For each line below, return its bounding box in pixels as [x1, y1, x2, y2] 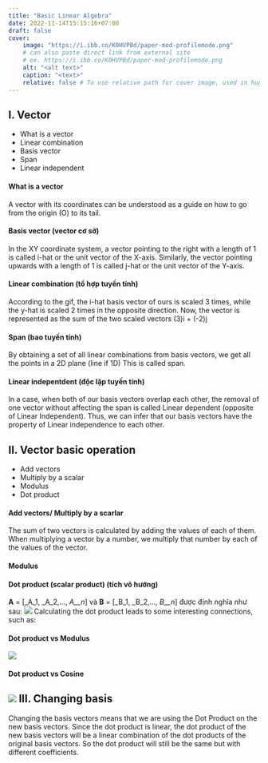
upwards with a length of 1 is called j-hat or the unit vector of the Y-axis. [8, 260, 245, 270]
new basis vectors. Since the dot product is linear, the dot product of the [8, 721, 246, 731]
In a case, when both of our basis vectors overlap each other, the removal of [8, 395, 259, 404]
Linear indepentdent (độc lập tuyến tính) [8, 376, 145, 386]
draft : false [8, 26, 52, 34]
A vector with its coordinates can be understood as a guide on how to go [8, 199, 247, 209]
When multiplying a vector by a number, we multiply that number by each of [8, 534, 258, 544]
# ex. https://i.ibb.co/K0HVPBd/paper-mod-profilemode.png [22, 57, 223, 65]
